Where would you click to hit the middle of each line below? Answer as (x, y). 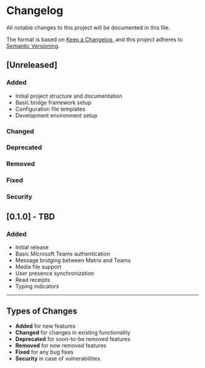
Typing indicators (37, 286)
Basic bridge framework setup (53, 102)
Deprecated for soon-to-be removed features (73, 339)
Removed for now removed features (61, 345)
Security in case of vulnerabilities (58, 358)
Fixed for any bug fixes (44, 351)
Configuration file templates (50, 109)
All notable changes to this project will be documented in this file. (88, 28)
